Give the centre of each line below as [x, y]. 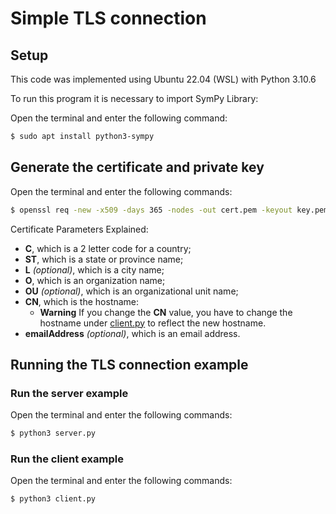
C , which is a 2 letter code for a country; [108, 248]
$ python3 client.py [53, 499]
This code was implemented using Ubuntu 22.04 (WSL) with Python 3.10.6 [163, 79]
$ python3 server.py [53, 433]
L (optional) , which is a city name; [94, 269]
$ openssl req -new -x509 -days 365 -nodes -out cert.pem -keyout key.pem [169, 210]
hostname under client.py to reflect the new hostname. [153, 323]
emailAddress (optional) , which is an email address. [132, 333]
